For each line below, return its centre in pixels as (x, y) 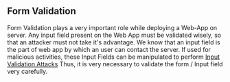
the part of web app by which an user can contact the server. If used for (109, 49)
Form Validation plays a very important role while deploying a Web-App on (112, 27)
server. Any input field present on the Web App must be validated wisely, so (114, 35)
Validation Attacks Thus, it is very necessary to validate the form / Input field (115, 64)
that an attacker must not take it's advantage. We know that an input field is (114, 42)
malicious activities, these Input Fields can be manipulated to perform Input (114, 57)
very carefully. (27, 71)
